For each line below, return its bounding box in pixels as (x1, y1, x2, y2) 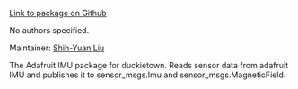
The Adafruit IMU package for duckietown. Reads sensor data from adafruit (9, 60, 289, 70)
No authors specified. (9, 25, 90, 35)
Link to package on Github (9, 8, 107, 18)
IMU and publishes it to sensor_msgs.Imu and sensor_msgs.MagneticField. (9, 69, 286, 80)
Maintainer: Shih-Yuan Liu (9, 42, 105, 53)
